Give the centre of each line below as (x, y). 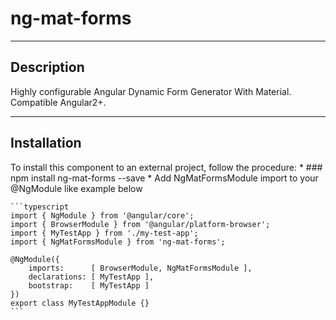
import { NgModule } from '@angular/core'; (102, 215)
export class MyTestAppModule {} (80, 303)
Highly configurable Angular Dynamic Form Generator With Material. (151, 91)
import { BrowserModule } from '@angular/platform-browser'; (140, 224)
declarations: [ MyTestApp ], (91, 277)
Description (47, 67)
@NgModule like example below (76, 188)
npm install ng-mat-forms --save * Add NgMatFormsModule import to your (164, 178)
